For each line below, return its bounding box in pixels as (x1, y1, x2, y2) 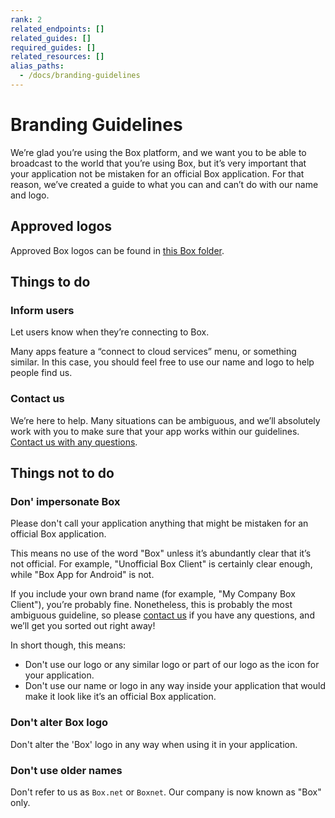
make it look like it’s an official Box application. (24, 691, 217, 703)
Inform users (10, 303, 75, 317)
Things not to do (10, 465, 115, 481)
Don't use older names (10, 763, 123, 777)
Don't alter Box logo (10, 716, 109, 730)
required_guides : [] (10, 42, 97, 53)
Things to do (10, 274, 91, 291)
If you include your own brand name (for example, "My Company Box (10, 588, 296, 600)
